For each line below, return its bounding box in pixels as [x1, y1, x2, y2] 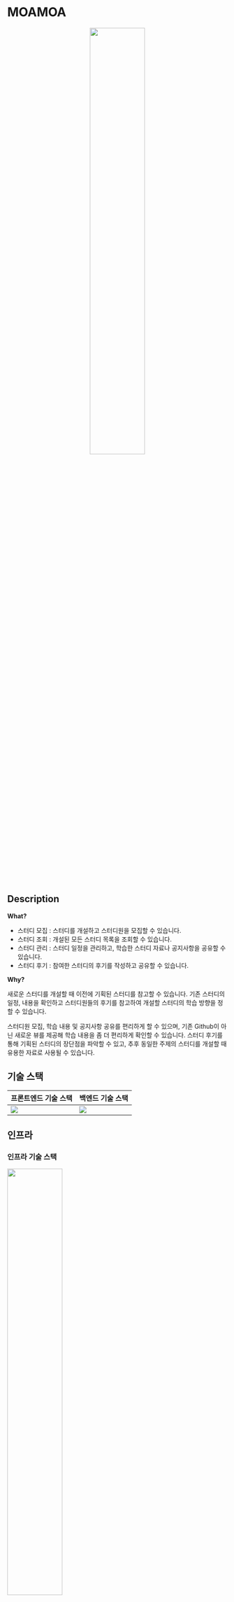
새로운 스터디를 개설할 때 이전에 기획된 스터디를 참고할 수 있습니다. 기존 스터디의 [7, 990, 226, 998]
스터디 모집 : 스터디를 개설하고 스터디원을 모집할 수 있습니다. [17, 926, 182, 934]
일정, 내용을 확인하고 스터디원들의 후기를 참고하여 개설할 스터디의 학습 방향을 [7, 998, 217, 1006]
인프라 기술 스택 [7, 1152, 57, 1162]
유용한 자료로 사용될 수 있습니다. [7, 1048, 96, 1057]
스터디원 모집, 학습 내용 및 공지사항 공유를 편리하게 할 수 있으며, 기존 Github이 [7, 1022, 220, 1030]
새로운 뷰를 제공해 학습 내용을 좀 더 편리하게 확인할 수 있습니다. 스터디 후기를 [14, 1030, 224, 1039]
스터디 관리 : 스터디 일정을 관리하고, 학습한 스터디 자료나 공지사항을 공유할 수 [17, 943, 226, 952]
